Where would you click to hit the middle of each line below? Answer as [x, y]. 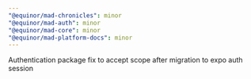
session [21, 69]
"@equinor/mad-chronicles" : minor [65, 15]
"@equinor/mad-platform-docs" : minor [70, 38]
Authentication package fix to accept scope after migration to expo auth [125, 60]
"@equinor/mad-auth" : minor [55, 23]
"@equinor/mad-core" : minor [55, 30]
